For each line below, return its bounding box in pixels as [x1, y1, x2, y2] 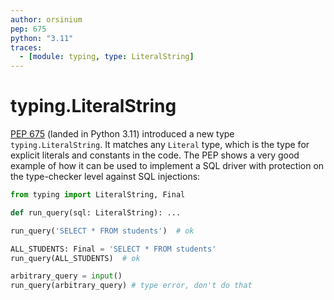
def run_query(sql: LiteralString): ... [10, 207, 182, 218]
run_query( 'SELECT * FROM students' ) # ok [10, 226, 195, 236]
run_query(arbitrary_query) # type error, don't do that [10, 281, 253, 291]
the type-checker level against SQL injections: [10, 171, 201, 183]
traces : [10, 42, 43, 53]
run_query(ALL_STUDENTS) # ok [10, 253, 141, 263]
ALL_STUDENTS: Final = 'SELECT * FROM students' [10, 244, 217, 254]
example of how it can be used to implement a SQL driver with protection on [10, 160, 325, 172]
